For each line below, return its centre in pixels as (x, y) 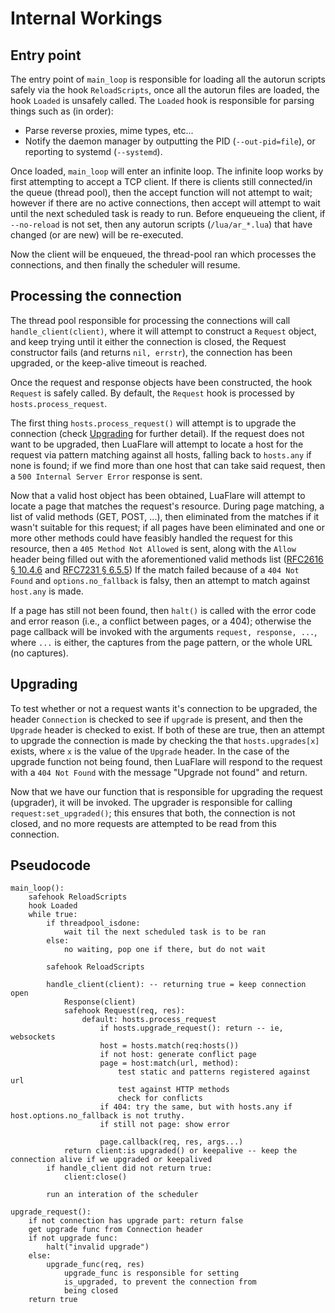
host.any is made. (47, 591)
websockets (33, 1037)
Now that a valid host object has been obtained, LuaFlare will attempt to (158, 495)
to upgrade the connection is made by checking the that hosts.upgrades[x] (165, 740)
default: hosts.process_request (149, 1020)
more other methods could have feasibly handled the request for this (151, 538)
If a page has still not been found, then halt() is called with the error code (163, 610)
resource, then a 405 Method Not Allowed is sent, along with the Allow (153, 548)
